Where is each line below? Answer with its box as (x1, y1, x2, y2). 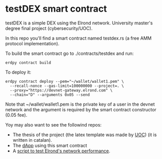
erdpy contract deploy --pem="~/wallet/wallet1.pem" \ (5, 79, 124, 84)
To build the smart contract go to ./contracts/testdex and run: (5, 50, 134, 56)
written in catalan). (12, 137, 52, 143)
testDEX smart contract (5, 3, 107, 15)
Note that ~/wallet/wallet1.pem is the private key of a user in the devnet (5, 101, 155, 107)
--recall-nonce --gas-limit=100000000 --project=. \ (10, 83, 124, 88)
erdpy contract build (5, 60, 51, 65)
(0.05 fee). (5, 112, 28, 118)
